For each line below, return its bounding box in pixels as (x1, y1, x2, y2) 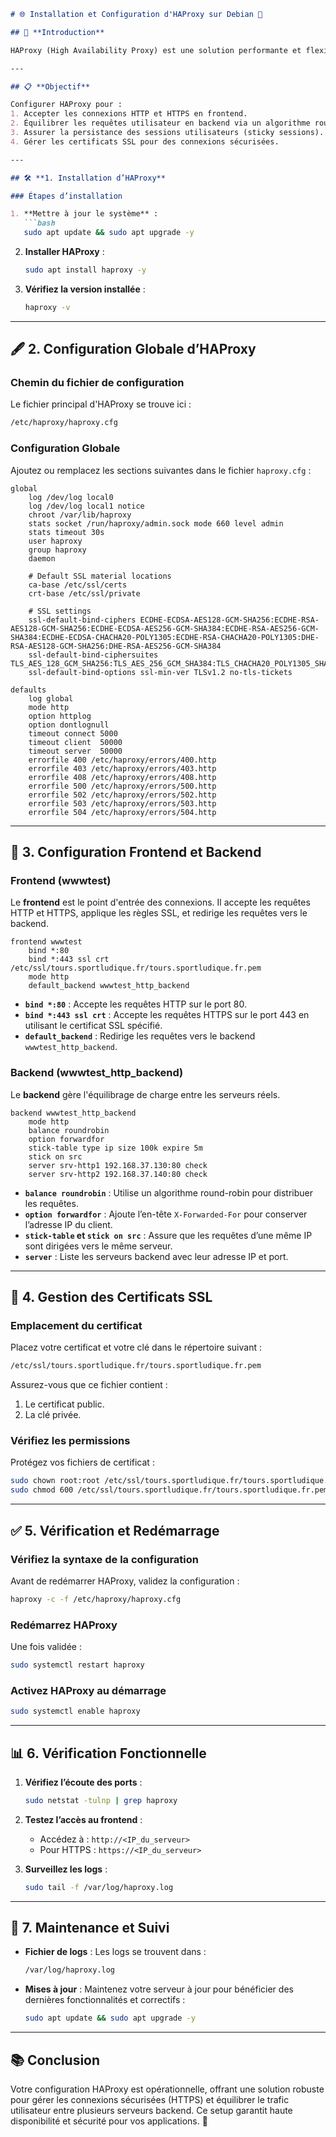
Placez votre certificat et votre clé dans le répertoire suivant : (10, 1341, 262, 1354)
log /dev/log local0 (28, 492, 114, 502)
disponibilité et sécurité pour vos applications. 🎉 (10, 2115, 208, 2127)
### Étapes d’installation (10, 191, 123, 201)
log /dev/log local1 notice (28, 501, 145, 511)
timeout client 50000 (28, 737, 123, 747)
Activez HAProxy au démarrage (10, 1683, 167, 1697)
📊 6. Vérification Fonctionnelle (10, 1745, 207, 1762)
